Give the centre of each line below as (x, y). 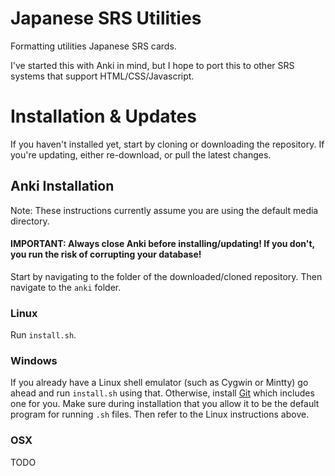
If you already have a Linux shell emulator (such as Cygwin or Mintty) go (159, 383)
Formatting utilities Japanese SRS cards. (93, 46)
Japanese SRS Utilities (106, 18)
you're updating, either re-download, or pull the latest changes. (141, 154)
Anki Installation (62, 186)
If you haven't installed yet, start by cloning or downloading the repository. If (167, 144)
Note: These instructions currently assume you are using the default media (164, 210)
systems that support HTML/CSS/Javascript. (102, 76)
